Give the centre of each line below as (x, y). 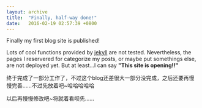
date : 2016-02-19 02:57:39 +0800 (52, 23)
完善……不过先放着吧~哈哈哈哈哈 (53, 85)
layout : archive (27, 12)
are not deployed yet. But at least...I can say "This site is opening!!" (92, 65)
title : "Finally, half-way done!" (52, 18)
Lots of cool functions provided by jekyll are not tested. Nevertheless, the (99, 52)
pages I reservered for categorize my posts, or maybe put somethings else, (101, 59)
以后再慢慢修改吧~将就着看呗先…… (50, 99)
